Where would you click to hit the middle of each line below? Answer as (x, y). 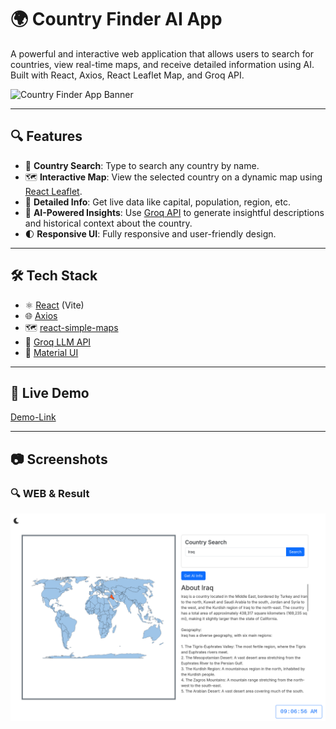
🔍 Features (46, 136)
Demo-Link (33, 417)
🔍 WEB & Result (50, 493)
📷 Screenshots (59, 459)
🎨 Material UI (51, 352)
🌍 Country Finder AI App (116, 19)
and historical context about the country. (108, 223)
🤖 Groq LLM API (58, 342)
